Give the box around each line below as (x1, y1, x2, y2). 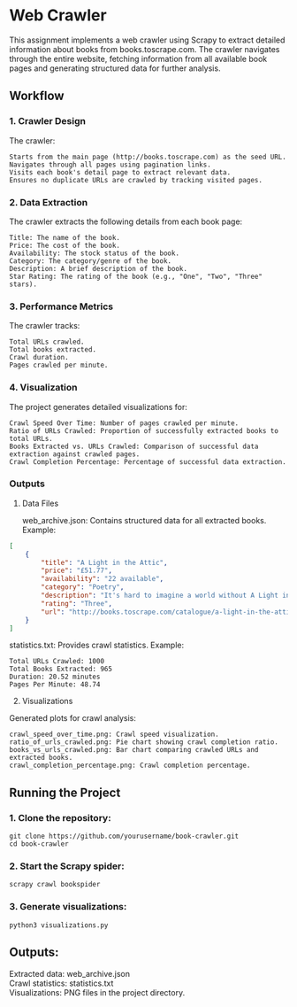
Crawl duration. (9, 353, 69, 362)
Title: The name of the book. (9, 233, 121, 242)
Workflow (9, 89, 65, 104)
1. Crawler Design (9, 115, 87, 128)
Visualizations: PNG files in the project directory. (9, 987, 186, 997)
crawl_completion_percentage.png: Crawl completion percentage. (9, 761, 251, 771)
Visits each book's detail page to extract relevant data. (9, 167, 232, 177)
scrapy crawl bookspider (9, 880, 101, 889)
